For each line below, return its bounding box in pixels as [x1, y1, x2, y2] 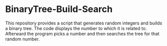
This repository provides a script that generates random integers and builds [5, 20, 162, 26]
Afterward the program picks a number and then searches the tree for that [5, 30, 160, 36]
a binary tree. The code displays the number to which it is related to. [5, 25, 147, 31]
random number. [5, 36, 40, 42]
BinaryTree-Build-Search [5, 3, 113, 15]
